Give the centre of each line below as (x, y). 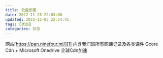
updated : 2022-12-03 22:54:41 (37, 19)
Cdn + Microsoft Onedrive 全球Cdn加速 (46, 50)
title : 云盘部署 (21, 10)
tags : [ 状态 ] (18, 24)
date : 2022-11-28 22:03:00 (34, 15)
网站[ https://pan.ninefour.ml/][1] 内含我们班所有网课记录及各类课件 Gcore (82, 44)
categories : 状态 (23, 29)
